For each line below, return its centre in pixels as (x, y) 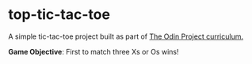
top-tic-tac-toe (59, 15)
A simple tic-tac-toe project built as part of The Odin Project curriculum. (126, 36)
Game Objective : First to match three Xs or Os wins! (94, 51)
